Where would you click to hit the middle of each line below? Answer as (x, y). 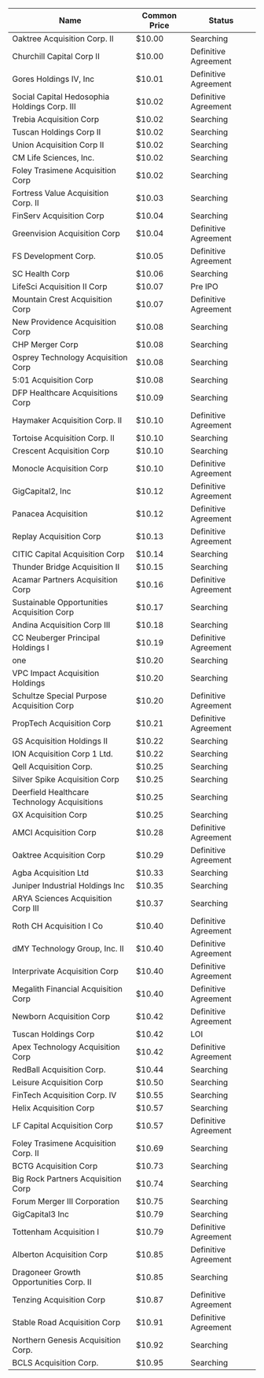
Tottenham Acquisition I (56, 1232)
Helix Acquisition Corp (53, 1108)
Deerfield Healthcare (51, 792)
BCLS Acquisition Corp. (55, 1363)
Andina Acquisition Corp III (61, 625)
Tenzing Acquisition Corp (59, 1300)
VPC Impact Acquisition (56, 673)
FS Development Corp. (54, 256)
